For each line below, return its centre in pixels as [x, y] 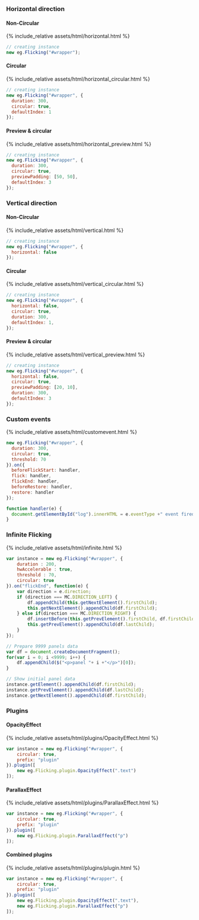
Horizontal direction [36, 9]
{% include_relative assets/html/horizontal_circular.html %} [78, 79]
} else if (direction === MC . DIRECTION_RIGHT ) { [76, 614]
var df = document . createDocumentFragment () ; [63, 652]
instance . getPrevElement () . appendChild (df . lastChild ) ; [75, 690]
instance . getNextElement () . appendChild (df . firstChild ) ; [76, 695]
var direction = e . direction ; [54, 591]
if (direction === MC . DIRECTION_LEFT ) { [67, 597]
